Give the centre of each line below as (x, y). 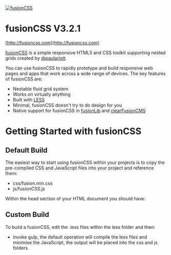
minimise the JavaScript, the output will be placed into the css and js (85, 242)
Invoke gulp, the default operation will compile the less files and (80, 237)
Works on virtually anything (41, 94)
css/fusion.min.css (33, 183)
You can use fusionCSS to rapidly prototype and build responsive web (79, 68)
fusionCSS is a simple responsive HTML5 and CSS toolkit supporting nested (85, 52)
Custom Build (27, 215)
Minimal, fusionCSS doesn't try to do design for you (67, 105)
